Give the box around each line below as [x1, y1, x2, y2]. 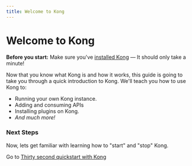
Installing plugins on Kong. [14, 107, 80, 115]
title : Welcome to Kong [6, 8, 65, 15]
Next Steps [6, 128, 39, 137]
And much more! [14, 114, 56, 121]
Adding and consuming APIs [14, 101, 84, 108]
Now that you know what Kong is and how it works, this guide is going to [6, 71, 183, 78]
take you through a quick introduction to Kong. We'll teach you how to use [6, 77, 186, 84]
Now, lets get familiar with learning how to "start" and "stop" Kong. [6, 142, 169, 149]
